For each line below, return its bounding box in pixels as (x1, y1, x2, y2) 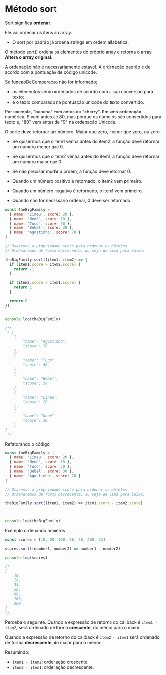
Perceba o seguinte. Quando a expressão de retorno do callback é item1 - (5, 619, 158, 625)
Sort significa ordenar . (5, 20, 52, 26)
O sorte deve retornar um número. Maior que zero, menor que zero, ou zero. (5, 128, 161, 135)
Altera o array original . (5, 54, 53, 60)
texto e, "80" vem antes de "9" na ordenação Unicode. (5, 119, 117, 125)
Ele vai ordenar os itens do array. (5, 29, 73, 35)
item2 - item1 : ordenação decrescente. (12, 664, 94, 670)
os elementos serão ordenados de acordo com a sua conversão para (12, 88, 154, 94)
